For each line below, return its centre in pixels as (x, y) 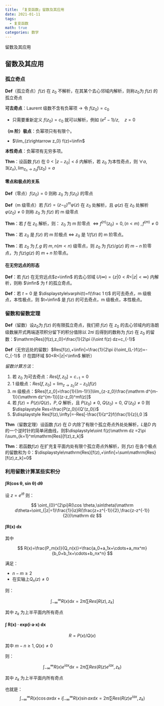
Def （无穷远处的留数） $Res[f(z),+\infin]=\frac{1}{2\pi (59, 350)
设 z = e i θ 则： (20, 495)
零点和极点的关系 (22, 182)
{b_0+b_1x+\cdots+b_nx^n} (79, 553)
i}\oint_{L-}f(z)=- (131, 350)
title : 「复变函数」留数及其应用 (35, 10)
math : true (16, 28)
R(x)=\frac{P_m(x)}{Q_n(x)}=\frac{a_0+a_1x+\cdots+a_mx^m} (86, 548)
